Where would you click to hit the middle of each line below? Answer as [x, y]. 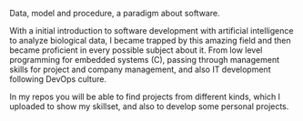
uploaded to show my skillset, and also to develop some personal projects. [149, 106]
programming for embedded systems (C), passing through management [145, 60]
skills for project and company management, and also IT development [140, 69]
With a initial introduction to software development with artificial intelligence [151, 30]
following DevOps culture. [58, 79]
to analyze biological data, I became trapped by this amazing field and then [150, 40]
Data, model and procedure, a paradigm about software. [115, 13]
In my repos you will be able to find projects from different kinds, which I [145, 96]
